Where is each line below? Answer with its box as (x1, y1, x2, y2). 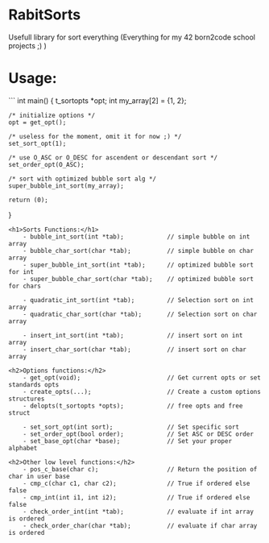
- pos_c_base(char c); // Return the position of (23, 465, 258, 473)
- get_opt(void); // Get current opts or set (23, 373, 262, 382)
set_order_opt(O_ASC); (8, 160, 85, 168)
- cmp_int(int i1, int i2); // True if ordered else (23, 493, 250, 501)
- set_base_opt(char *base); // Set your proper (23, 437, 232, 445)
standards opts (8, 380, 60, 388)
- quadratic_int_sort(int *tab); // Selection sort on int (23, 296, 254, 304)
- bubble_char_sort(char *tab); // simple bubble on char (23, 247, 254, 255)
